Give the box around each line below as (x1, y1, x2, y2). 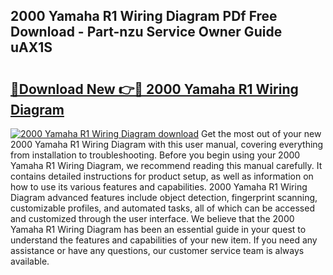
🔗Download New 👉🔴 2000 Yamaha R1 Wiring (10, 80, 299, 98)
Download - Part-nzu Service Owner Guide (10, 24, 283, 41)
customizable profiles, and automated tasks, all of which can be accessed (10, 202, 315, 214)
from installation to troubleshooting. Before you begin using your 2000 (10, 149, 301, 161)
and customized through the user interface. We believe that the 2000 (10, 213, 295, 224)
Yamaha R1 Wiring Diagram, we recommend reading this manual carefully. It (10, 160, 323, 171)
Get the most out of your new (200, 128, 322, 139)
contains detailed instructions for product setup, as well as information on (10, 170, 314, 182)
